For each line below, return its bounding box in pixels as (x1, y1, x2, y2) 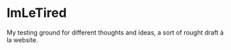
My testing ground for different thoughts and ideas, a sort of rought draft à (6, 28, 224, 37)
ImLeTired (6, 5, 67, 21)
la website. (6, 35, 38, 44)
